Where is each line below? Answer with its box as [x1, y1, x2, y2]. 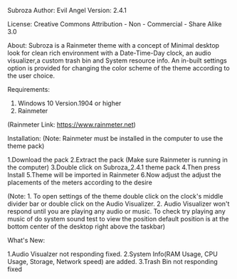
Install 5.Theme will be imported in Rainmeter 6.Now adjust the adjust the [7, 171, 222, 179]
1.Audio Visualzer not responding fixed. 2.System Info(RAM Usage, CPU [7, 250, 218, 258]
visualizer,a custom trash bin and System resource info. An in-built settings [7, 56, 228, 65]
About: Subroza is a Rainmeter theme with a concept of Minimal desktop [7, 41, 219, 49]
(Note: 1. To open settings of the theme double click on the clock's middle [7, 192, 223, 200]
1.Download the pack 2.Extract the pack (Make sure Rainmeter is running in [7, 156, 228, 164]
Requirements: [7, 85, 50, 93]
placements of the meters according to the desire [7, 178, 153, 186]
